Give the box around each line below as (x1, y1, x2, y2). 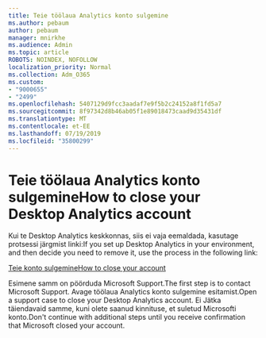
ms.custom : (8, 78, 44, 86)
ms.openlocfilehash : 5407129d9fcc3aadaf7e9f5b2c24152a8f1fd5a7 (8, 100, 222, 108)
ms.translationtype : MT (8, 115, 87, 123)
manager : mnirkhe (8, 33, 66, 42)
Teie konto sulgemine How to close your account (8, 263, 167, 273)
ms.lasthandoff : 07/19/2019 (8, 129, 102, 137)
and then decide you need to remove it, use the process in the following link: (8, 248, 258, 258)
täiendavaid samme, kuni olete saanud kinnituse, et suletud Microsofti (8, 304, 237, 313)
